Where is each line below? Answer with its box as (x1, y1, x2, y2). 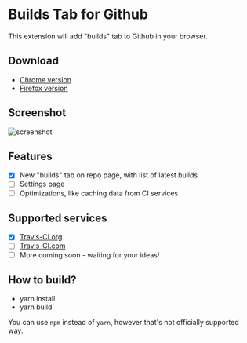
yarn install (19, 294, 56, 304)
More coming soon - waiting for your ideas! (19, 250, 160, 260)
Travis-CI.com (19, 241, 66, 250)
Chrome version (19, 75, 72, 84)
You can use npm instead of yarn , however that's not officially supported (8, 318, 239, 327)
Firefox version (19, 83, 68, 93)
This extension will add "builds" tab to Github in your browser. (8, 31, 208, 41)
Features (8, 149, 53, 162)
